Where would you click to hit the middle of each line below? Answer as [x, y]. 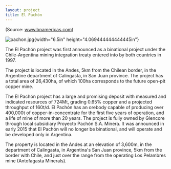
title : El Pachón [24, 15]
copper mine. [19, 86]
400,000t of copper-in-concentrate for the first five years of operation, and [85, 113]
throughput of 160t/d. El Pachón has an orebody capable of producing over [84, 107]
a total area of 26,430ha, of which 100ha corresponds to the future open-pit [85, 81]
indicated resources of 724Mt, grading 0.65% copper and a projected [79, 102]
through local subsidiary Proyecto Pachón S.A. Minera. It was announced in [85, 123]
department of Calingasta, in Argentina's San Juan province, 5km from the [84, 150]
